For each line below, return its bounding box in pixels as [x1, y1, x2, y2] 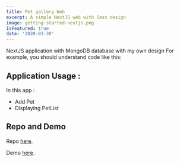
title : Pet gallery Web [6, 8, 65, 15]
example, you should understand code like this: [6, 54, 122, 61]
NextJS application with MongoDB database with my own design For [6, 47, 174, 54]
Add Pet [14, 98, 35, 105]
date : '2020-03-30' [6, 31, 55, 37]
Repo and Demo [6, 121, 67, 132]
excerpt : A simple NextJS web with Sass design [6, 14, 127, 20]
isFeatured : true [6, 25, 49, 32]
